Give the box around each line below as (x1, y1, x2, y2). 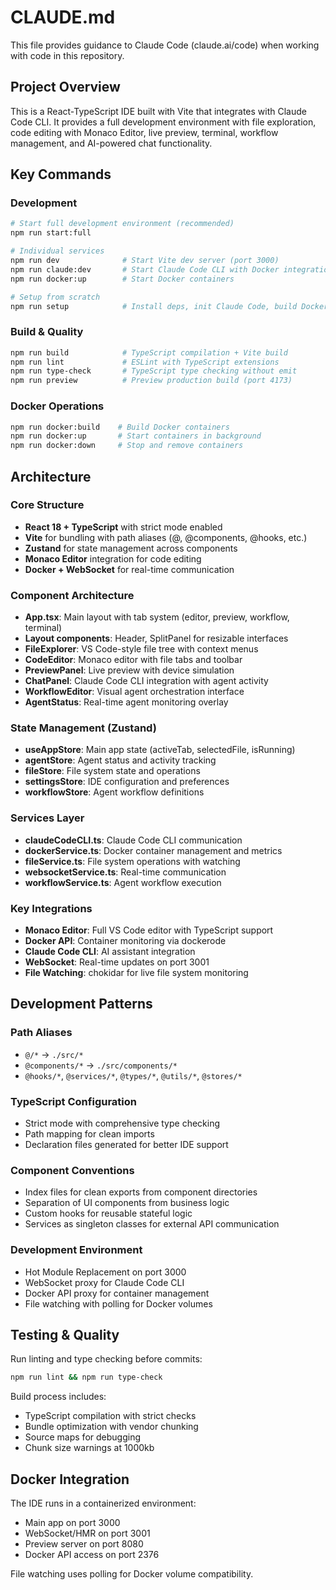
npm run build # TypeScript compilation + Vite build (10, 347, 288, 358)
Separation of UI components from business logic (24, 1197, 230, 1209)
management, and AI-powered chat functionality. (10, 137, 213, 149)
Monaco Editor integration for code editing (24, 552, 202, 565)
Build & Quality (10, 325, 84, 339)
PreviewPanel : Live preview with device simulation (24, 664, 235, 676)
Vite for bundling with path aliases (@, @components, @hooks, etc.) (24, 531, 308, 543)
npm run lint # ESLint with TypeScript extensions (10, 357, 280, 367)
